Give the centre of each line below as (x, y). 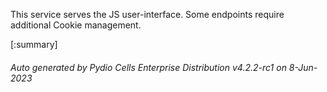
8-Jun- (303, 67)
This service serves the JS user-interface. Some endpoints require (147, 14)
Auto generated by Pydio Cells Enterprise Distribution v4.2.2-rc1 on (148, 67)
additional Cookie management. (76, 25)
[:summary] (34, 44)
